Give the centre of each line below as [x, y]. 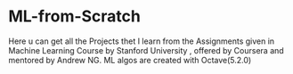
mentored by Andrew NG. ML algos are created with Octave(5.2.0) [130, 60]
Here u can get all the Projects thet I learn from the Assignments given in [142, 41]
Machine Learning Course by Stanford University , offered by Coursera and [146, 50]
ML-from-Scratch [75, 16]
